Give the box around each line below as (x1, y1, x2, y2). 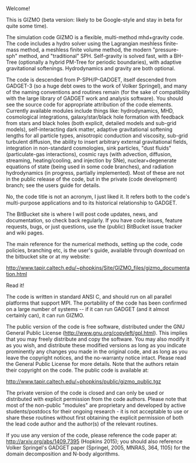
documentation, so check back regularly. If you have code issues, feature (6, 217, 183, 224)
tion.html (6, 271, 27, 277)
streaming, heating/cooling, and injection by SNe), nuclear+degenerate (6, 157, 177, 164)
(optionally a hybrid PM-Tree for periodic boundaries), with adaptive (18, 58, 182, 65)
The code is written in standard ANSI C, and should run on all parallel (6, 293, 172, 300)
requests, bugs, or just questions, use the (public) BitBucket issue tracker (6, 223, 183, 230)
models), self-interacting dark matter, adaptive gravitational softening (6, 126, 173, 133)
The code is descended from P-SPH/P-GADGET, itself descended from (6, 76, 177, 83)
